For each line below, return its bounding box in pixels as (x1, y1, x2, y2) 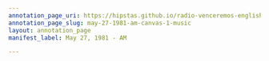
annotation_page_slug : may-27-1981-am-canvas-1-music (8, 19, 192, 27)
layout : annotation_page (8, 26, 91, 34)
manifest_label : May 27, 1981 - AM (8, 33, 127, 42)
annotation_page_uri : (8, 11, 81, 20)
